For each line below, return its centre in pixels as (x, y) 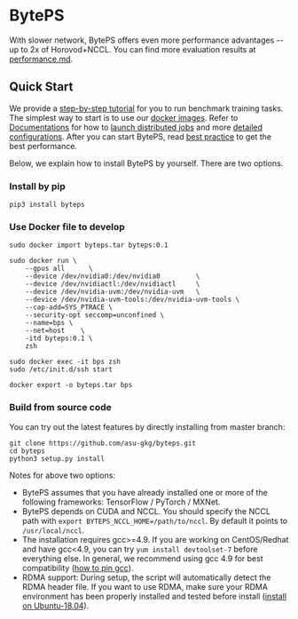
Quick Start (41, 87)
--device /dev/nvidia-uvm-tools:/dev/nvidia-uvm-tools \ (133, 300)
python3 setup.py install (57, 458)
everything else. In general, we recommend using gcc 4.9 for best (142, 558)
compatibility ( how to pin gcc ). (78, 567)
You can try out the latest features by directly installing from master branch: (147, 426)
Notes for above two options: (62, 475)
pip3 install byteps (47, 205)
